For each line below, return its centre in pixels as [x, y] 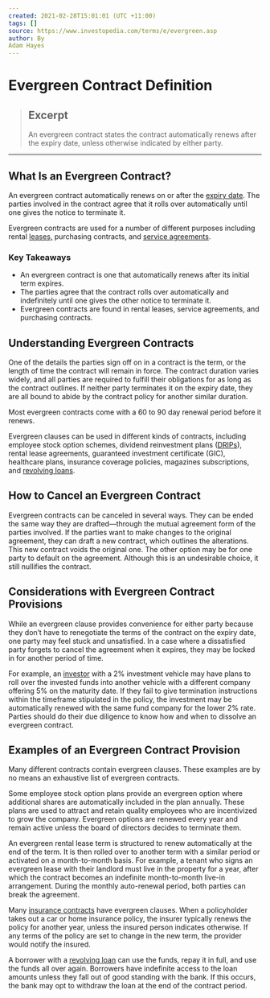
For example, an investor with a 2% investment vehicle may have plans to [130, 674]
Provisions [35, 604]
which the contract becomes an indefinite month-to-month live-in [117, 877]
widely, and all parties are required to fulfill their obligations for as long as [130, 380]
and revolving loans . [42, 471]
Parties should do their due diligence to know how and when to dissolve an [133, 716]
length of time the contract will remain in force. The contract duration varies [134, 371]
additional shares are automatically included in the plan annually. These [127, 802]
